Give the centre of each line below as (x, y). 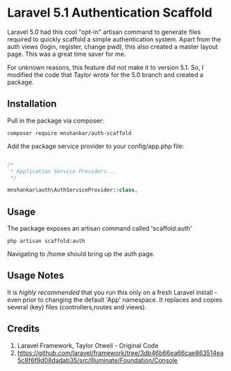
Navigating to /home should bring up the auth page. (81, 254)
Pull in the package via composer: (55, 120)
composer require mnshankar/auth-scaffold (69, 133)
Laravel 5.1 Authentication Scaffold (110, 13)
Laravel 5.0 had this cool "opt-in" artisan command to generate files (104, 32)
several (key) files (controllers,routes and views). (77, 307)
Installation (32, 104)
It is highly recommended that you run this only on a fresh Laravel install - (112, 292)
